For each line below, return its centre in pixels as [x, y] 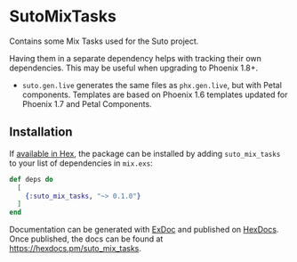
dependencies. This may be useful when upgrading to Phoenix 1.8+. [134, 68]
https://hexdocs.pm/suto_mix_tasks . [76, 249]
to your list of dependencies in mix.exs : [81, 163]
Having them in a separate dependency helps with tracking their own [136, 58]
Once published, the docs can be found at [86, 239]
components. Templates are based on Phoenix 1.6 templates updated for [155, 94]
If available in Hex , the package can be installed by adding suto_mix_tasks [145, 153]
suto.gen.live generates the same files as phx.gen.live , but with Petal [152, 85]
